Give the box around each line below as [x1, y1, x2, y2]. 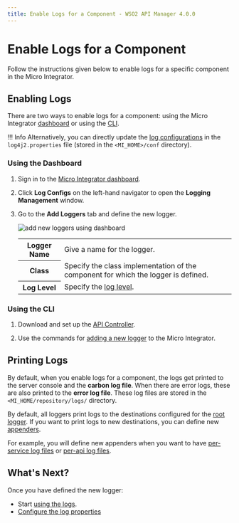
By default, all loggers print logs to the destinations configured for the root [7, 410, 225, 418]
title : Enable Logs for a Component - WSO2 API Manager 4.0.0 [7, 10, 196, 18]
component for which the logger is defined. [63, 270, 208, 280]
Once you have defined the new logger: [7, 485, 124, 495]
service [7, 446, 30, 455]
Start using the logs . [17, 500, 77, 508]
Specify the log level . [63, 282, 134, 292]
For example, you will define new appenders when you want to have [7, 438, 207, 447]
